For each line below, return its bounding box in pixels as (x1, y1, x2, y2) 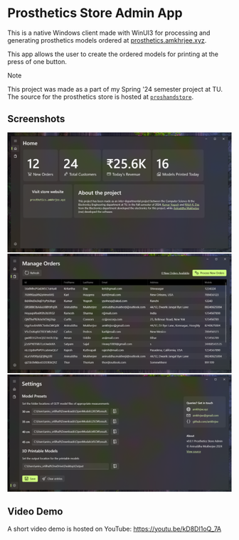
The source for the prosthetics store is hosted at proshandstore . (7, 92, 194, 101)
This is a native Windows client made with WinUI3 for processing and (7, 28, 211, 37)
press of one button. (7, 57, 68, 65)
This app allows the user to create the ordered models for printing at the (7, 50, 219, 58)
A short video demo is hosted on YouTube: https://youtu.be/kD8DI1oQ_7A (7, 524, 222, 533)
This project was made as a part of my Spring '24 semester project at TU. (7, 85, 223, 93)
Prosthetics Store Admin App (7, 5, 183, 21)
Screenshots (7, 113, 65, 125)
